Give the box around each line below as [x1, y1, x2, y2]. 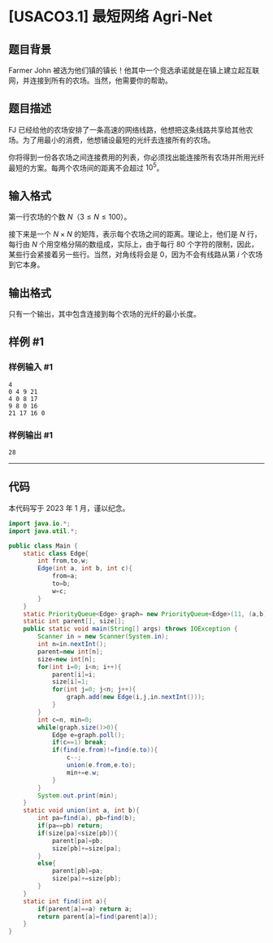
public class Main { [8, 542, 79, 550]
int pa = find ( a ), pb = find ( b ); [37, 814, 136, 823]
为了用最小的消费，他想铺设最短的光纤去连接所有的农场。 [22, 135, 215, 145]
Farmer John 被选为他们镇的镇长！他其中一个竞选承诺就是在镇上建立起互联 [8, 66, 260, 75]
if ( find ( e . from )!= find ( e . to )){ [51, 746, 158, 754]
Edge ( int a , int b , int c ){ [37, 565, 132, 573]
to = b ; [51, 579, 71, 588]
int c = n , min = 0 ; [37, 715, 93, 724]
